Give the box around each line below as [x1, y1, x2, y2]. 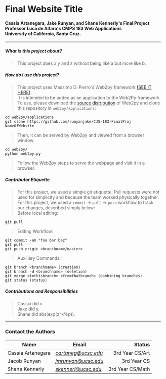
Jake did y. [17, 306, 40, 312]
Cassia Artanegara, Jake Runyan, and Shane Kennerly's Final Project [5, 20, 150, 26]
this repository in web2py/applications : [17, 105, 96, 111]
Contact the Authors [5, 328, 55, 335]
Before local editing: [17, 210, 58, 216]
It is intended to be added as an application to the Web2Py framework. [17, 95, 161, 101]
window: [17, 138, 35, 143]
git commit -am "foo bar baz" [5, 238, 68, 243]
